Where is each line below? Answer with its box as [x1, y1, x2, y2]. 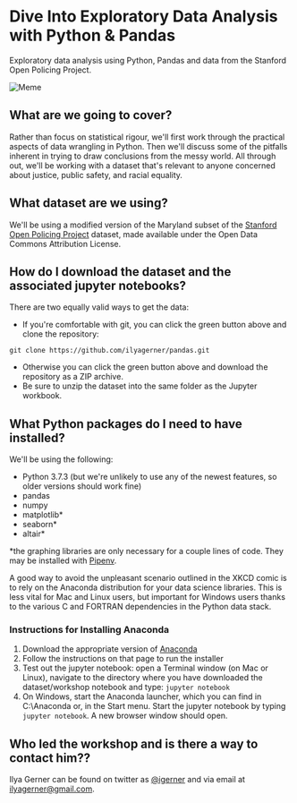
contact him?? [9, 750, 91, 765]
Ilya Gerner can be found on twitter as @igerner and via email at [9, 774, 246, 785]
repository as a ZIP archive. [21, 372, 123, 382]
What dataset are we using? [9, 195, 168, 211]
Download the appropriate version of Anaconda [21, 644, 199, 654]
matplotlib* [21, 509, 64, 520]
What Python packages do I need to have [9, 416, 243, 431]
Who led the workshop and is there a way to [9, 736, 259, 751]
